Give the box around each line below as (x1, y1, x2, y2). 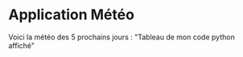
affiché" (8, 40, 35, 50)
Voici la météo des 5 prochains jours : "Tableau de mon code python (8, 32, 235, 42)
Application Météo (8, 6, 135, 24)
